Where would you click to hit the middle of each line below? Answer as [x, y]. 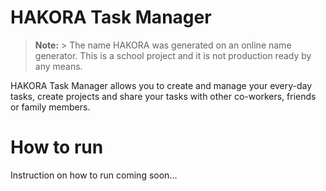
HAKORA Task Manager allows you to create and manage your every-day [161, 85]
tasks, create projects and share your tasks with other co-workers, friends [163, 96]
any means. [58, 66]
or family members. [50, 107]
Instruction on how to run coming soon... [94, 175]
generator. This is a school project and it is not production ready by [173, 55]
